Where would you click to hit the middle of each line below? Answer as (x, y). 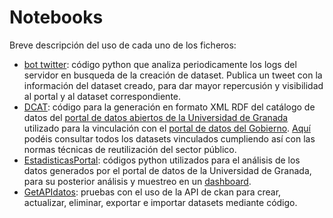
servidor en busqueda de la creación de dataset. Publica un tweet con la (173, 75)
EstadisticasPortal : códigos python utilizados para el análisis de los (162, 160)
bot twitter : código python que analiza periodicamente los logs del (160, 64)
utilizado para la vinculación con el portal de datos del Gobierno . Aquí (167, 128)
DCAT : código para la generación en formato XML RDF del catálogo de (169, 107)
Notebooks (56, 17)
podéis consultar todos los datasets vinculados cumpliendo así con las (169, 138)
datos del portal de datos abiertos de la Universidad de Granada (156, 117)
